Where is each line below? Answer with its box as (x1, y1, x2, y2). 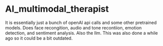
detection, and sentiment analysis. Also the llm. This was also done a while (5, 30, 158, 36)
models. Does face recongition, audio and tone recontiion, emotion (5, 24, 142, 30)
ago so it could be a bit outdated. (5, 35, 73, 41)
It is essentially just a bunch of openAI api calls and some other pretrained (5, 20, 157, 25)
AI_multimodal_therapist (5, 3, 109, 15)
